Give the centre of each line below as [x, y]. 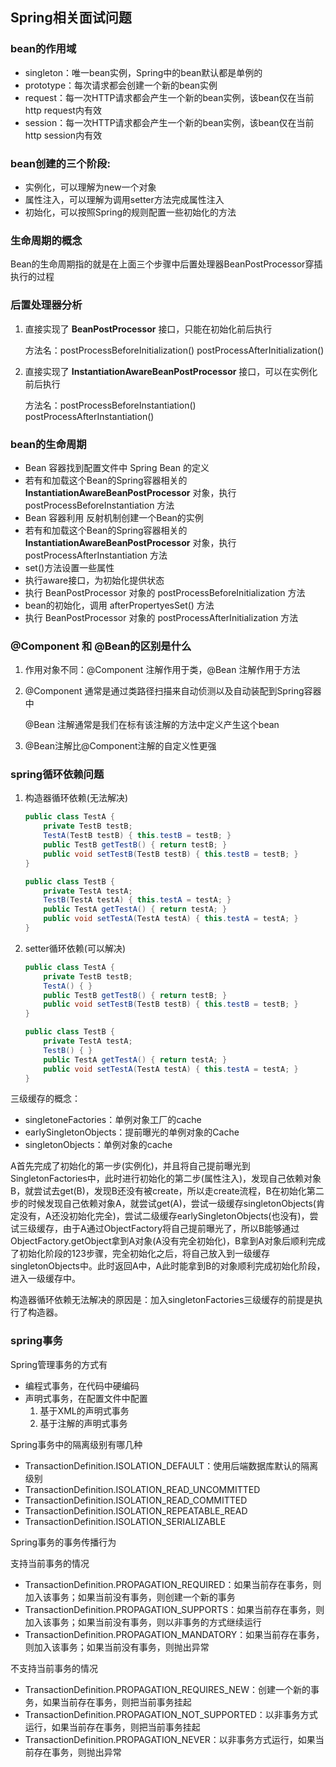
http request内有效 [63, 110]
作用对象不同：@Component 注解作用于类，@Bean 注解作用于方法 [162, 670]
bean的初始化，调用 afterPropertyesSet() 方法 [119, 605]
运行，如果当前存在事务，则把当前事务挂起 [112, 1727]
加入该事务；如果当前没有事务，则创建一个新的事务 [130, 1597]
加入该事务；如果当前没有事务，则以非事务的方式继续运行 [143, 1622]
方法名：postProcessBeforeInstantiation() [110, 405]
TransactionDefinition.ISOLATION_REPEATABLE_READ [136, 1510]
